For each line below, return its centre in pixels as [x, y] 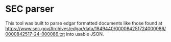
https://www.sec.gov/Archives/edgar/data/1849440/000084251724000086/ [86, 28]
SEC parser [30, 9]
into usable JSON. [85, 34]
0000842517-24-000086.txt [35, 34]
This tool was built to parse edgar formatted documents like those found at [84, 23]
